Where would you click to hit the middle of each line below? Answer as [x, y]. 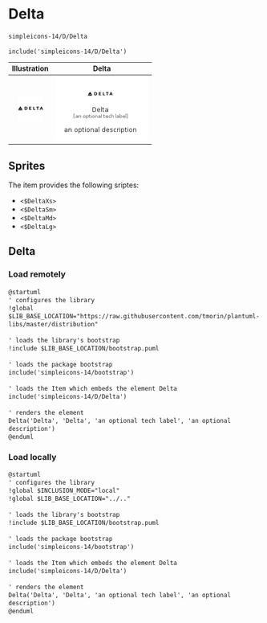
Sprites [27, 166]
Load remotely [37, 274]
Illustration [30, 68]
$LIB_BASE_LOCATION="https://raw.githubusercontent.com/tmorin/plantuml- [134, 316]
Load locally [32, 457]
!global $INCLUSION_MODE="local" [64, 490]
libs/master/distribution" [53, 324]
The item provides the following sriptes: [74, 185]
